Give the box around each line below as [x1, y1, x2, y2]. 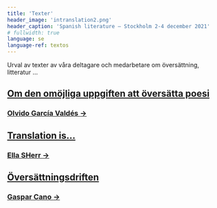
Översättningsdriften [7, 172, 100, 183]
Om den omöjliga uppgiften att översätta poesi [7, 88, 210, 100]
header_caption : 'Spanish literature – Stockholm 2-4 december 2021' [7, 23, 211, 30]
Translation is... [7, 130, 76, 141]
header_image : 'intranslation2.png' [7, 16, 112, 23]
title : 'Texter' [7, 10, 54, 17]
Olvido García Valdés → [7, 108, 87, 118]
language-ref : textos [7, 42, 69, 49]
